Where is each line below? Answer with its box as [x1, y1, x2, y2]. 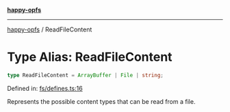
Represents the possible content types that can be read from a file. [7, 97, 196, 105]
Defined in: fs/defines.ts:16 [7, 84, 84, 92]
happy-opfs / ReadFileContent [7, 25, 92, 33]
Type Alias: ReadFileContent [7, 49, 172, 65]
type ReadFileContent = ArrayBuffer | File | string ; [7, 72, 164, 79]
